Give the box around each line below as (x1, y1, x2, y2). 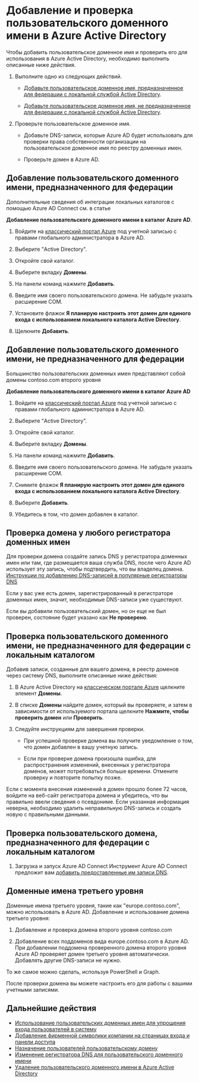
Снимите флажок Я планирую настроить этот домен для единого (14, 481, 185, 488)
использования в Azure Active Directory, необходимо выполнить (6, 55, 170, 62)
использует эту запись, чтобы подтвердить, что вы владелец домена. (6, 565, 184, 572)
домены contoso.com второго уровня (6, 376, 101, 383)
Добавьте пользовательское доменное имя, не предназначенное (23, 102, 191, 109)
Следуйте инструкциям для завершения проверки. (14, 726, 145, 733)
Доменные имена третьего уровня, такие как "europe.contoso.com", (6, 902, 180, 909)
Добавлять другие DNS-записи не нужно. (14, 957, 122, 964)
